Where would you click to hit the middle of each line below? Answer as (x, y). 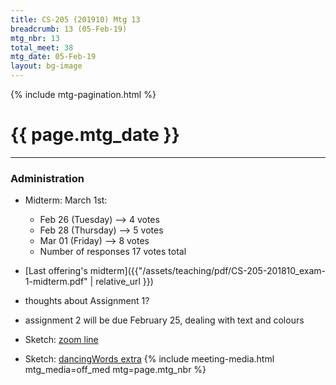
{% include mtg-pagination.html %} (83, 94)
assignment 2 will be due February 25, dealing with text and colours (164, 320)
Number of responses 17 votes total (113, 252)
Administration (47, 178)
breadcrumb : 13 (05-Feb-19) (69, 29)
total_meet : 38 (42, 47)
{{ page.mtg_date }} (95, 135)
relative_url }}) (124, 282)
